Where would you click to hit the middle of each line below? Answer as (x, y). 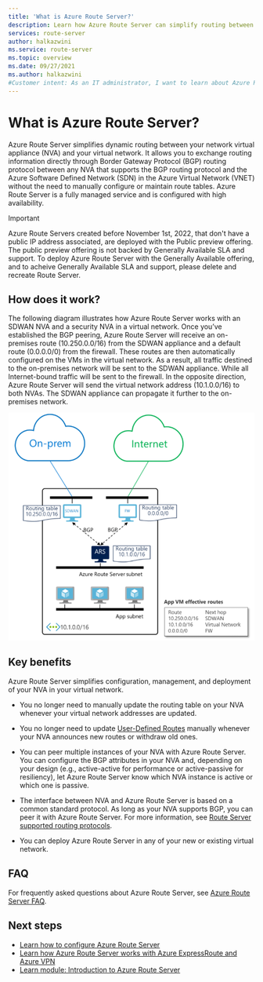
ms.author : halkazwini (45, 75)
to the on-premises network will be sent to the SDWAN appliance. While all (128, 368)
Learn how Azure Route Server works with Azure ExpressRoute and (128, 953)
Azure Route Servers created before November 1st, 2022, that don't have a (129, 233)
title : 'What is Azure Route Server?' (71, 16)
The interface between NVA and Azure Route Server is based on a (126, 800)
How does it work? (54, 299)
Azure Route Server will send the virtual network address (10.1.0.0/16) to (124, 385)
